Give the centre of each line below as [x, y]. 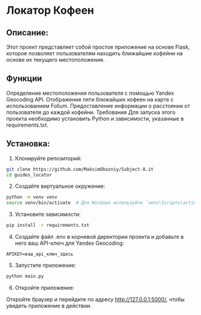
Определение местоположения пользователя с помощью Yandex [90, 93]
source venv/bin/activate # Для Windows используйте [75, 203]
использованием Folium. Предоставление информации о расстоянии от [98, 106]
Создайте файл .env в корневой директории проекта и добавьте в [99, 237]
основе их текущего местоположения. [55, 60]
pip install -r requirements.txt [48, 226]
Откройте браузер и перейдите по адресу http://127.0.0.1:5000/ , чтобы [95, 299]
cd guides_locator [29, 175]
